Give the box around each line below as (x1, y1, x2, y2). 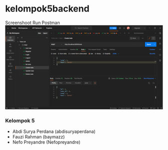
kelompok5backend (5, 3, 90, 15)
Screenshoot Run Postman (5, 20, 60, 26)
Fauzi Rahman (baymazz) (12, 133, 65, 139)
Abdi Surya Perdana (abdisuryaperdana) (12, 128, 96, 134)
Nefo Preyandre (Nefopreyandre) (12, 139, 81, 145)
